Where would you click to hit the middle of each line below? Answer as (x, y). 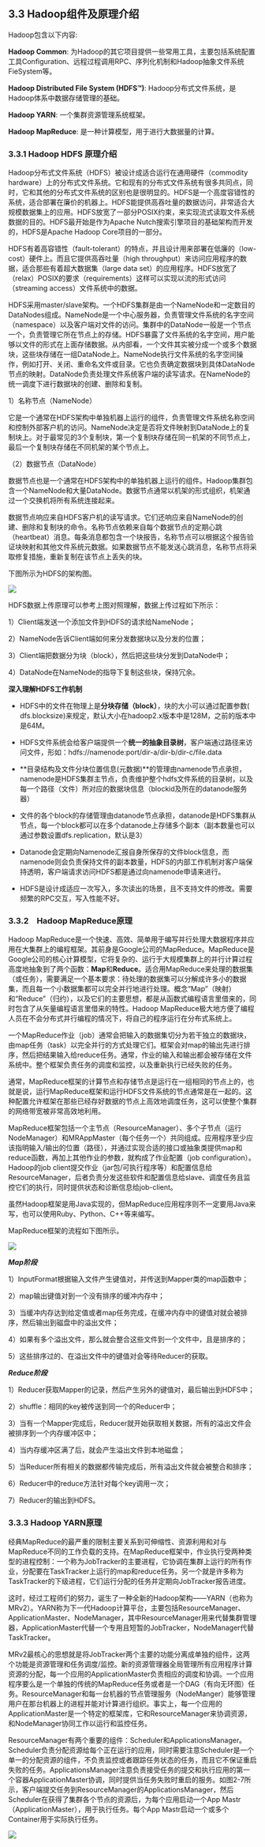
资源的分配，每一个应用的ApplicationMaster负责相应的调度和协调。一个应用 (131, 1674)
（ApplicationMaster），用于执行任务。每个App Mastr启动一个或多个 (119, 1809)
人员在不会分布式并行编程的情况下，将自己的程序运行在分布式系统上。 (122, 1018)
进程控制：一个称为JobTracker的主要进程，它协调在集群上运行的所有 (134, 1561)
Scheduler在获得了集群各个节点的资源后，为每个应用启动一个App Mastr (125, 1799)
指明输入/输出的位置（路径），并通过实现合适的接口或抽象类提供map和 (129, 1148)
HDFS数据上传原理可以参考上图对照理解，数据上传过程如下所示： (114, 605)
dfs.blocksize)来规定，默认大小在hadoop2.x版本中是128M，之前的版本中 (138, 716)
